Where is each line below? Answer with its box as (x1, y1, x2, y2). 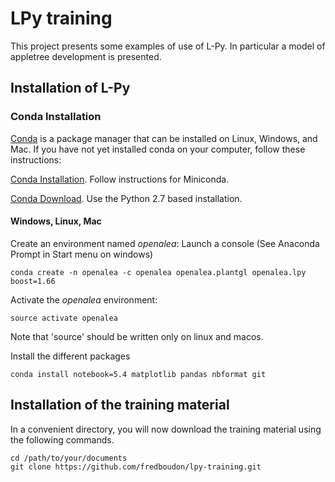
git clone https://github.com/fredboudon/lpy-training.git (10, 462, 262, 472)
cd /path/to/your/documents (10, 453, 128, 463)
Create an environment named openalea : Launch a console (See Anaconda (10, 237, 320, 249)
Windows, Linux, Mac (10, 215, 102, 227)
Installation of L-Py (10, 80, 131, 97)
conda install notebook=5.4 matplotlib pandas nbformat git (10, 369, 267, 379)
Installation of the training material (10, 397, 230, 414)
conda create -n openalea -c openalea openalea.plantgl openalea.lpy (10, 267, 307, 277)
